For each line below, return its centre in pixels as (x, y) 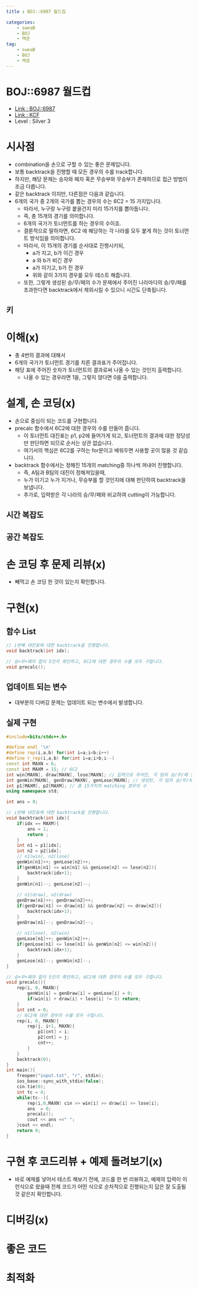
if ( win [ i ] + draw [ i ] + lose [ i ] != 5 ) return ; (84, 999)
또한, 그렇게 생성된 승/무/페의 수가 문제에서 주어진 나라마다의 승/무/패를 (105, 282)
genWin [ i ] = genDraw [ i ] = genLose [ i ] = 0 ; (80, 993)
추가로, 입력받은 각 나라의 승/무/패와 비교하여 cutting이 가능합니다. (100, 494)
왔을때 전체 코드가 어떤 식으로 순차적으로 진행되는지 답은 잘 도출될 (111, 1186)
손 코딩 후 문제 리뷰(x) (56, 564)
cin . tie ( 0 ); (31, 1087)
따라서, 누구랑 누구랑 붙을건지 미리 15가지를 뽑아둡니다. (87, 208)
